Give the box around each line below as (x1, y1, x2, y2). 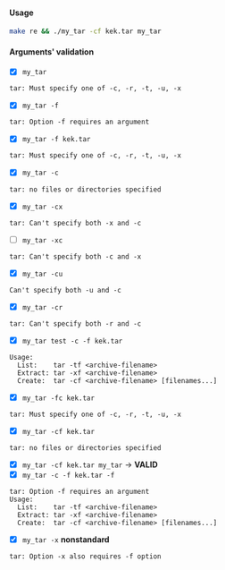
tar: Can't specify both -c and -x (9, 251, 142, 261)
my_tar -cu (21, 269, 63, 278)
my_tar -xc (21, 235, 63, 245)
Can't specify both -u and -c (9, 285, 122, 294)
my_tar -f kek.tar (21, 135, 91, 144)
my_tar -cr (21, 302, 63, 312)
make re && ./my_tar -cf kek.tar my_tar (9, 27, 162, 36)
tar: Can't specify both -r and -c (9, 319, 142, 328)
